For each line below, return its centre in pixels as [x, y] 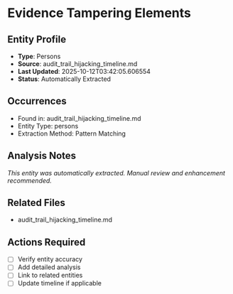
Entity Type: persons [48, 126]
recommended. [29, 180]
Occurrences [37, 101]
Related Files [37, 203]
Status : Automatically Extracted [64, 79]
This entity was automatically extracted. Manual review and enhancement [116, 173]
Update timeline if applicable [59, 283]
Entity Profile [37, 39]
